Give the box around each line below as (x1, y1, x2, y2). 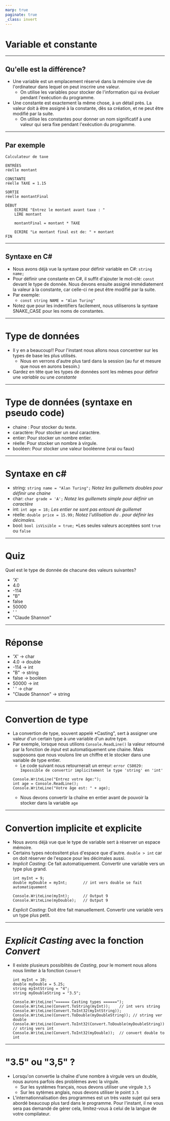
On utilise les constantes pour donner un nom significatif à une (20, 116, 151, 122)
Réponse (5, 637, 44, 648)
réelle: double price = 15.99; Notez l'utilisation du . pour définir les (12, 512, 154, 518)
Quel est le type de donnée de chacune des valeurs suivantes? (5, 567, 137, 573)
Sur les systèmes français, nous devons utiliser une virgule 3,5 (20, 1084, 151, 1090)
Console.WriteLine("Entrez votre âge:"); (12, 777, 101, 782)
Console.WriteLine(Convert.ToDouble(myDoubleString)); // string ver (12, 1013, 163, 1018)
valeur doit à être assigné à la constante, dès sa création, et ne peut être (12, 105, 164, 111)
